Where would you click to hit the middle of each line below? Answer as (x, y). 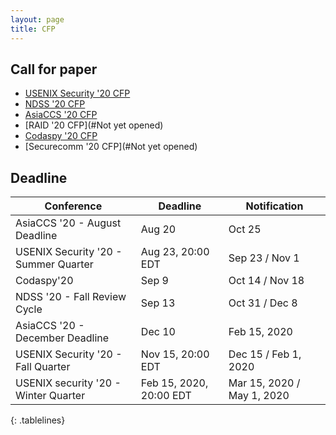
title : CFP (33, 29)
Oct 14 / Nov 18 (266, 281)
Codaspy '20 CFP (61, 136)
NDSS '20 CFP (55, 104)
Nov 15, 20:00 (175, 354)
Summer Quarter (54, 264)
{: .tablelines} (38, 420)
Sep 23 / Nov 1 (264, 258)
